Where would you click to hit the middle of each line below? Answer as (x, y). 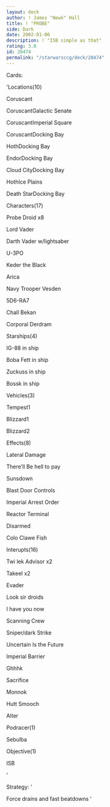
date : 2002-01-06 (28, 35)
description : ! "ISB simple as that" (54, 40)
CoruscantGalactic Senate (39, 110)
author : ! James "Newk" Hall (43, 18)
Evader (15, 585)
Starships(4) (22, 336)
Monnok (17, 692)
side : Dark (20, 29)
